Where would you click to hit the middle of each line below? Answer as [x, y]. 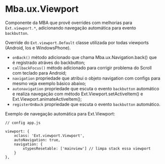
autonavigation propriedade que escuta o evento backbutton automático [85, 88]
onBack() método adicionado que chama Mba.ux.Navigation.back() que [84, 57]
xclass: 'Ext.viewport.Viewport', [49, 136]
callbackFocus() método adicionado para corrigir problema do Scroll [82, 68]
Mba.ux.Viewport [42, 9]
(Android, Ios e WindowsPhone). [38, 48]
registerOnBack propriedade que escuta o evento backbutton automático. [86, 104]
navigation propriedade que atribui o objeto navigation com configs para [86, 78]
